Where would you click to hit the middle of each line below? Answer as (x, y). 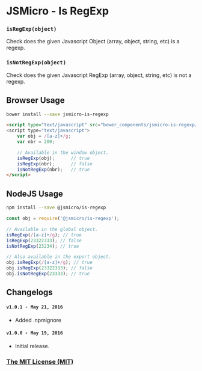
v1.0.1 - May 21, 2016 (35, 307)
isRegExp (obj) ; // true (54, 158)
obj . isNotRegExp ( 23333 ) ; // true (48, 274)
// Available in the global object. (52, 229)
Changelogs (29, 293)
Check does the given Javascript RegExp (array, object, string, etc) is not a (99, 75)
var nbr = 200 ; (36, 142)
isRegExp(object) (32, 29)
